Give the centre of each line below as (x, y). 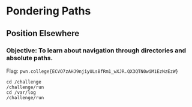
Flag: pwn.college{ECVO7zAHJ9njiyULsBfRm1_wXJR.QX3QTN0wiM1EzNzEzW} (92, 71)
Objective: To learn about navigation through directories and (96, 50)
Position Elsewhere (43, 33)
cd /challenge (24, 82)
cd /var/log (21, 92)
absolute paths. (29, 58)
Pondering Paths (49, 11)
